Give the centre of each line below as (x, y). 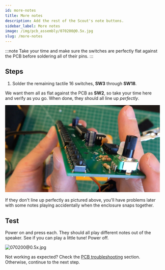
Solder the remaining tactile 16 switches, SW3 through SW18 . (74, 83)
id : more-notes (21, 10)
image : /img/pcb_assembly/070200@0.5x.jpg (49, 31)
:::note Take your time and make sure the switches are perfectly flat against (81, 51)
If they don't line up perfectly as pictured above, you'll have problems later (80, 200)
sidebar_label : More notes (33, 26)
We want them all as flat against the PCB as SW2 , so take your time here (79, 93)
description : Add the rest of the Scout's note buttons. (65, 21)
